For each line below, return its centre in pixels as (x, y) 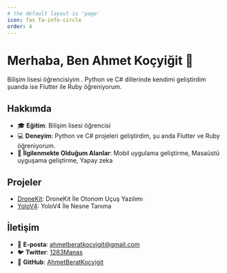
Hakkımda (29, 109)
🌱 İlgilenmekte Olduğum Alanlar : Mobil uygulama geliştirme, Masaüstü (118, 153)
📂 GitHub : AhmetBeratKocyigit (60, 262)
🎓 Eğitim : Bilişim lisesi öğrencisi (64, 125)
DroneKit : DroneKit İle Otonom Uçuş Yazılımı (80, 199)
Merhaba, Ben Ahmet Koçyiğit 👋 (100, 60)
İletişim (23, 228)
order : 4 (20, 26)
